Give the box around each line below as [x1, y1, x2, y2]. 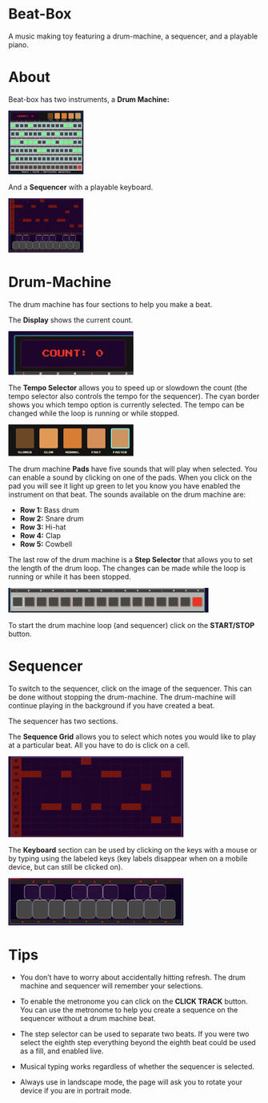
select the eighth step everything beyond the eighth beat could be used [19, 1037, 256, 1047]
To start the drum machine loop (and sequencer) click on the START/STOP [8, 620, 255, 630]
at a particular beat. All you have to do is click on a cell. [8, 740, 190, 750]
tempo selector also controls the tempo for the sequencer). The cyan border [8, 391, 260, 401]
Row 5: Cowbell [19, 539, 73, 549]
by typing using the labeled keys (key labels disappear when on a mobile [8, 854, 248, 863]
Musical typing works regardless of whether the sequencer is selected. [19, 1061, 254, 1071]
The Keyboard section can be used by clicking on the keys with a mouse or [8, 845, 258, 855]
